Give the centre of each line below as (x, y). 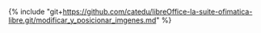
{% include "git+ (36, 12)
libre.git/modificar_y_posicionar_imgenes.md (82, 20)
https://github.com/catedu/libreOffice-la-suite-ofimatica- (158, 12)
